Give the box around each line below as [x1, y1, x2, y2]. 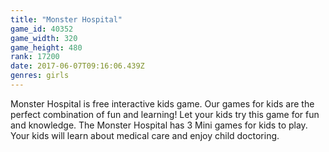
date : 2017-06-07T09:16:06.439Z [10, 61, 145, 71]
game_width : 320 [10, 33, 78, 43]
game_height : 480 [10, 42, 83, 53]
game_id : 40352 [10, 24, 74, 34]
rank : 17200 [10, 52, 60, 62]
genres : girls [10, 71, 70, 81]
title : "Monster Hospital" [10, 14, 123, 25]
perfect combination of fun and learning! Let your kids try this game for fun [10, 108, 320, 120]
